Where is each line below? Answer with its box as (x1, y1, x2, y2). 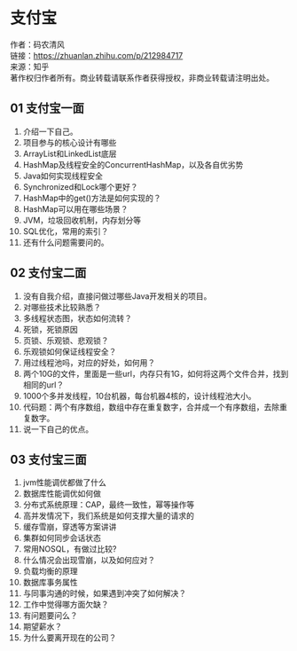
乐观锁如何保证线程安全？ (22, 346, 117, 357)
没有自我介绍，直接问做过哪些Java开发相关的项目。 (22, 290, 212, 302)
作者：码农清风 (10, 39, 65, 50)
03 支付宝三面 (10, 451, 87, 467)
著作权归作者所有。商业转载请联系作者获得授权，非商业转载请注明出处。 (10, 72, 274, 82)
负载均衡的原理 (22, 566, 78, 576)
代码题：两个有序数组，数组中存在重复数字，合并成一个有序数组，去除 (22, 401, 280, 412)
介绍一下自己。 (22, 126, 78, 137)
